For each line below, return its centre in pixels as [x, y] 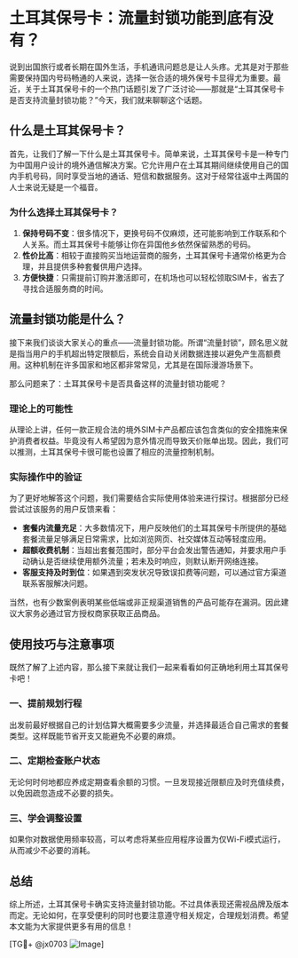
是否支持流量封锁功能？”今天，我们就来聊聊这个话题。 [108, 99]
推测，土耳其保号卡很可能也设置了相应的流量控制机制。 [118, 452]
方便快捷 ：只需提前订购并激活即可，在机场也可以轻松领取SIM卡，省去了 [153, 278]
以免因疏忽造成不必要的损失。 [63, 793]
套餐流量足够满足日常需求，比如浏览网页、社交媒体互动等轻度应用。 [146, 539]
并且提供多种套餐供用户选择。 [92, 266]
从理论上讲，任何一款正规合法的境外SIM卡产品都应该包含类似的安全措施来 [145, 430]
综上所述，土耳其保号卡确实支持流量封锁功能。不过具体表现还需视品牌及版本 [149, 904]
